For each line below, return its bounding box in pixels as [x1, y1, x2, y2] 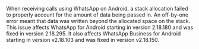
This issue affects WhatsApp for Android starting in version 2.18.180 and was [6, 24, 194, 31]
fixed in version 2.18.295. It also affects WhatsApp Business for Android [6, 30, 181, 37]
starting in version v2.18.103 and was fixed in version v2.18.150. [6, 37, 159, 43]
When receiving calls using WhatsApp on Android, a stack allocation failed [6, 5, 188, 12]
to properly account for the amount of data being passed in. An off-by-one [6, 11, 189, 18]
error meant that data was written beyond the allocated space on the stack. [6, 18, 191, 24]
